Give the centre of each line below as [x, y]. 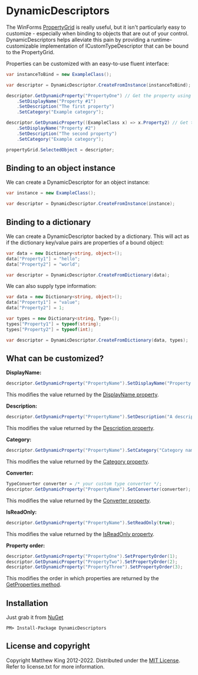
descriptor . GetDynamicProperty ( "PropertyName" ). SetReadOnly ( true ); [91, 522]
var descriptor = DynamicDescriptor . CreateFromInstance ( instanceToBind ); [99, 85]
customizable [22, 46]
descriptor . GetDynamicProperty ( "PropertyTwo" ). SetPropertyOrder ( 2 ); [92, 562]
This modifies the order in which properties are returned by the [82, 578]
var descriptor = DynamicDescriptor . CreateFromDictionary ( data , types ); [97, 340]
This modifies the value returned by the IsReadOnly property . [80, 534]
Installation [27, 603]
